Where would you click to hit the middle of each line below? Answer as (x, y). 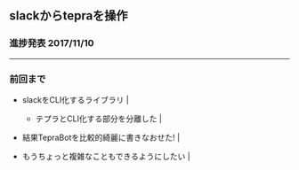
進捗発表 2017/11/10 (52, 43)
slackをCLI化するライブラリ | (75, 99)
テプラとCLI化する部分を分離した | (99, 119)
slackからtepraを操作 (69, 16)
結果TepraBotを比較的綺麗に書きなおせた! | (101, 137)
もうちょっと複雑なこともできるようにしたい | (106, 156)
